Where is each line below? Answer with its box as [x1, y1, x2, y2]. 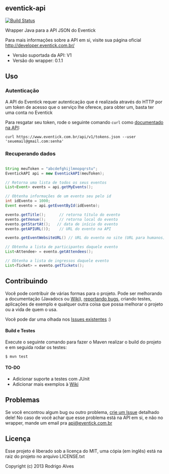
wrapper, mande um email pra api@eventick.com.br [5, 420, 112, 426]
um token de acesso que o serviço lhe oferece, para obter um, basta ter [5, 104, 154, 110]
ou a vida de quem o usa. [5, 306, 58, 312]
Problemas [5, 396, 40, 404]
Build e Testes [5, 328, 35, 334]
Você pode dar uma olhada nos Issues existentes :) [5, 316, 111, 322]
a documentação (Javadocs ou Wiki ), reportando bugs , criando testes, [5, 295, 152, 302]
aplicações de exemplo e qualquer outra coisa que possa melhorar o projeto [5, 301, 163, 307]
